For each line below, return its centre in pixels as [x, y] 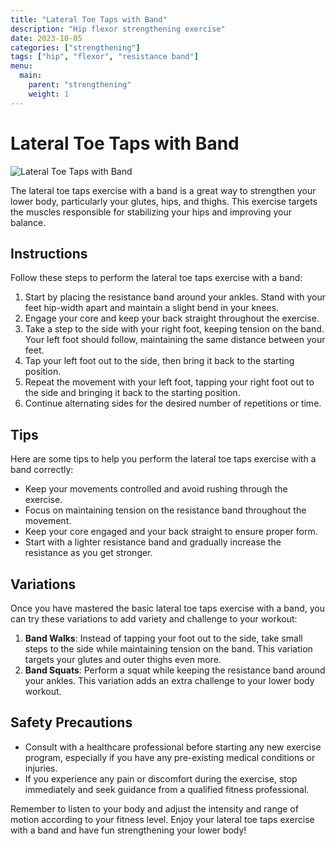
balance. [28, 222]
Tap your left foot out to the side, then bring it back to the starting [159, 361]
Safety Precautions [71, 722]
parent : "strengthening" [80, 85]
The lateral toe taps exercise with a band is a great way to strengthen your [163, 190]
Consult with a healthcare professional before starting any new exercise [173, 747]
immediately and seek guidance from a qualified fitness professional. [167, 789]
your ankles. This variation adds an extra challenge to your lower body [169, 680]
